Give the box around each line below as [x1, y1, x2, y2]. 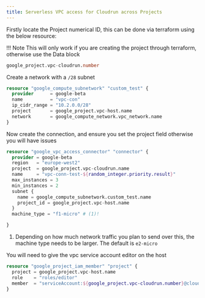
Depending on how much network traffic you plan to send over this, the [15, 233, 195, 240]
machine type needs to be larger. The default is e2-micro [15, 239, 158, 247]
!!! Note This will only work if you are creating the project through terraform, [6, 44, 196, 51]
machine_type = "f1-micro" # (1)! [12, 211, 99, 217]
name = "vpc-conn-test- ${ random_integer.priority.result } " [12, 172, 176, 178]
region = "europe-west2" [12, 160, 81, 166]
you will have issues [6, 137, 57, 144]
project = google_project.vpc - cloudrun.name [12, 165, 130, 172]
